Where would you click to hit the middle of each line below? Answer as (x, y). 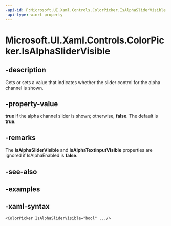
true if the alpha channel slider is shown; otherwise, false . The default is (82, 116)
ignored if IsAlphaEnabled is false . (41, 156)
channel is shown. (24, 88)
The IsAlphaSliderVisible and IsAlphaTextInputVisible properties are (79, 150)
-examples (23, 189)
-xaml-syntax (28, 206)
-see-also (21, 171)
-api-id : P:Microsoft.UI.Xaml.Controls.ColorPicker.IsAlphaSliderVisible (86, 10)
